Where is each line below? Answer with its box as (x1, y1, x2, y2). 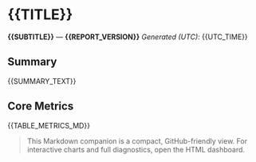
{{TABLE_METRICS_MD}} (7, 121, 91, 130)
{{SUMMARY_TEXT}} (7, 76, 77, 85)
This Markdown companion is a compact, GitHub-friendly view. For (26, 136, 248, 145)
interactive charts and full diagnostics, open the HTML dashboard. (26, 144, 245, 154)
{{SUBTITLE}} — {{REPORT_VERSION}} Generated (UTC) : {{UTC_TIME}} (7, 32, 248, 41)
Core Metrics (7, 100, 74, 113)
